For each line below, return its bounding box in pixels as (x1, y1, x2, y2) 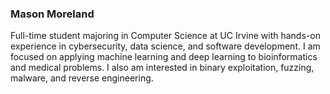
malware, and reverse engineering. (10, 72, 154, 84)
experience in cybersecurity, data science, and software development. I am (10, 40, 321, 52)
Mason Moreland (10, 7, 95, 21)
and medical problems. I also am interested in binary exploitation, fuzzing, (10, 62, 315, 74)
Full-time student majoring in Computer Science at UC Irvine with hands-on (10, 30, 321, 42)
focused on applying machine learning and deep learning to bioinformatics (10, 51, 318, 63)
